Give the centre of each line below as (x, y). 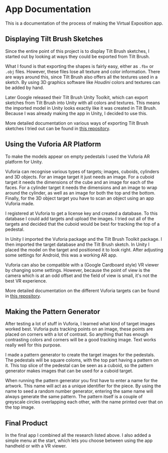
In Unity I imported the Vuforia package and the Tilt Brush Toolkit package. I (83, 239)
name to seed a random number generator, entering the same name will (79, 391)
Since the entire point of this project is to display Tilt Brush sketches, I (77, 51)
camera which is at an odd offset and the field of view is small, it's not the (81, 276)
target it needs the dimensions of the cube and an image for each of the (79, 182)
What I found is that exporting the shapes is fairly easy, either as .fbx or (79, 66)
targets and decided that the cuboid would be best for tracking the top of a (82, 224)
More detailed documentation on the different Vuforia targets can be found (82, 291)
